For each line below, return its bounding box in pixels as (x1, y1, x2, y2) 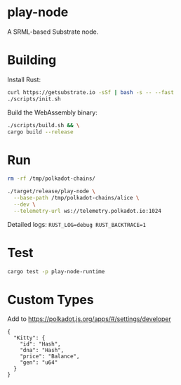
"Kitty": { (13, 334, 46, 341)
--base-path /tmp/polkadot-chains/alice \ (13, 195, 140, 202)
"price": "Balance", (20, 353, 80, 360)
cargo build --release (7, 128, 74, 136)
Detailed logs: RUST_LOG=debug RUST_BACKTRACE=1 (7, 220, 146, 228)
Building (7, 52, 57, 68)
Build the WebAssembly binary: (7, 108, 98, 117)
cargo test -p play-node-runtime (7, 268, 105, 275)
